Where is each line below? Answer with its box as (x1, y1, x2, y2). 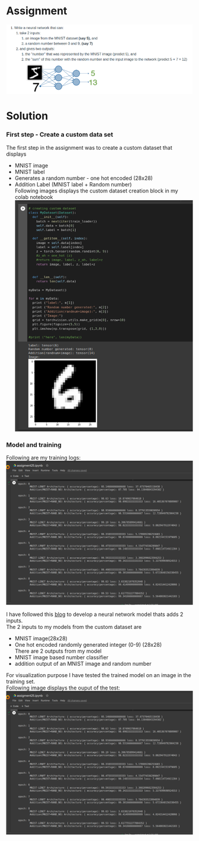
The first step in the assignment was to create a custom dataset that (6, 144, 173, 151)
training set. (6, 678, 36, 685)
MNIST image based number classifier (14, 653, 108, 660)
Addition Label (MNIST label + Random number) (14, 181, 132, 188)
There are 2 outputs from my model (14, 647, 102, 655)
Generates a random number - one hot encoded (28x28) (14, 174, 153, 182)
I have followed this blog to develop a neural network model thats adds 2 (6, 611, 184, 618)
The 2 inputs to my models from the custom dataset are (6, 623, 142, 630)
